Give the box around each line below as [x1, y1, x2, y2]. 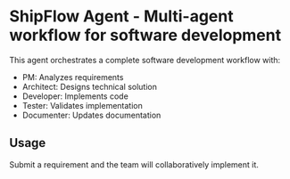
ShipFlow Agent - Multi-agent [9, 6, 234, 27]
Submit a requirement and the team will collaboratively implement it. [9, 159, 259, 170]
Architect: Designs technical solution [21, 81, 158, 92]
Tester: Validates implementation [21, 100, 143, 110]
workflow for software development [9, 25, 282, 45]
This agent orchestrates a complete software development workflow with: [9, 54, 281, 65]
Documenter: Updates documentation [21, 110, 162, 120]
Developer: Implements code [21, 91, 129, 102]
